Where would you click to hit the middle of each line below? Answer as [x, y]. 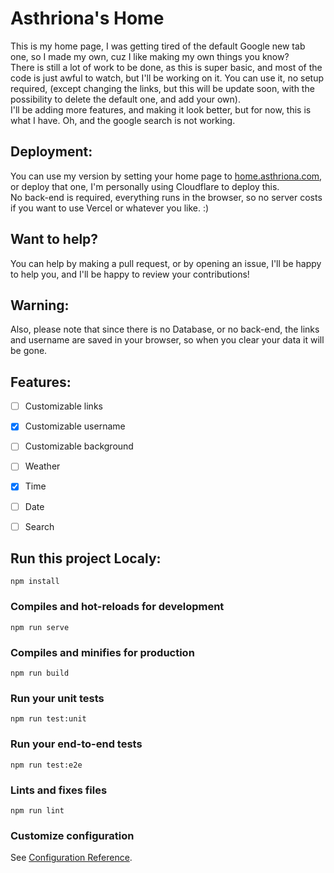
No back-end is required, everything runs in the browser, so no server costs [166, 197]
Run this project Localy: [86, 558]
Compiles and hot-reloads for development [117, 607]
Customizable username [75, 426]
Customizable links [63, 406]
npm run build [40, 673]
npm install [35, 582]
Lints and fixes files [59, 790]
